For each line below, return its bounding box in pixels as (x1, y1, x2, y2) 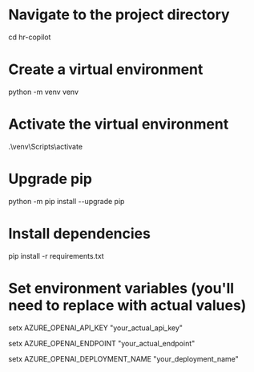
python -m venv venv (8, 87, 79, 96)
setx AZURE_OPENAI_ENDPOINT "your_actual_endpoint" (8, 338, 196, 348)
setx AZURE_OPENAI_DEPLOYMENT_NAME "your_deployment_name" (8, 354, 239, 363)
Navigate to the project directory (8, 6, 230, 24)
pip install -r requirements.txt (8, 251, 104, 260)
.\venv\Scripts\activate (8, 141, 83, 151)
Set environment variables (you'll (8, 279, 235, 297)
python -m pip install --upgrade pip (8, 196, 125, 206)
